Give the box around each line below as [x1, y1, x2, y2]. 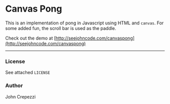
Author [5, 82, 23, 89]
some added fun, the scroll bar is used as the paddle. [5, 25, 116, 31]
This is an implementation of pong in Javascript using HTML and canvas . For [5, 20, 164, 26]
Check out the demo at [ [5, 35, 56, 41]
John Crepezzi [5, 93, 36, 99]
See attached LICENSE [5, 70, 51, 76]
